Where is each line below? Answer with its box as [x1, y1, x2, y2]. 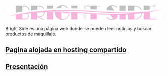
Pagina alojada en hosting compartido [5, 45, 127, 54]
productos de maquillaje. [5, 31, 57, 37]
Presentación [5, 63, 48, 71]
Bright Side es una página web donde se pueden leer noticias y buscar [5, 26, 152, 32]
